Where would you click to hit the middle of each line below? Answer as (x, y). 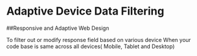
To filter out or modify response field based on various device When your (99, 40)
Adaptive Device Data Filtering (85, 11)
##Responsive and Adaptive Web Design (58, 28)
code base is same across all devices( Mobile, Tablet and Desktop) (91, 46)
